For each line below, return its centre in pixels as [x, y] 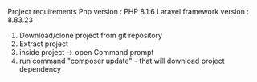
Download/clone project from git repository [90, 35]
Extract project [44, 44]
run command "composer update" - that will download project [122, 61]
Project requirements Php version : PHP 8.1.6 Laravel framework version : [128, 12]
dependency [40, 69]
